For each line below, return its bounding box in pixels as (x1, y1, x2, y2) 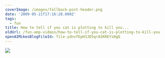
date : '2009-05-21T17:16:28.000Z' (5, 12, 77, 17)
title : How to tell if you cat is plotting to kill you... (5, 25, 129, 30)
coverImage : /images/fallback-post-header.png (5, 7, 103, 12)
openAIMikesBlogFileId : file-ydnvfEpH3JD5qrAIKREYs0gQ (5, 35, 121, 39)
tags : (5, 16, 16, 21)
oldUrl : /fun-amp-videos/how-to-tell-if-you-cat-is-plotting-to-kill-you (5, 30, 161, 35)
